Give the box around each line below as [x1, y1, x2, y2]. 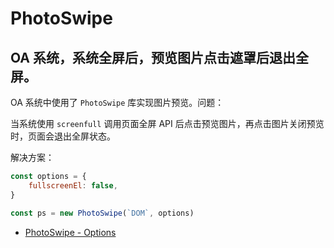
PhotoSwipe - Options [24, 226, 117, 238]
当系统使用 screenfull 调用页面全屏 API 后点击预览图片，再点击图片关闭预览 [10, 118, 325, 129]
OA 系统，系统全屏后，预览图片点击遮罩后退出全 [10, 49, 309, 66]
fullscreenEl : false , [28, 180, 118, 191]
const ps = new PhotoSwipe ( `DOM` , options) [10, 208, 195, 218]
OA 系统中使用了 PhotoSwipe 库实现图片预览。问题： [10, 97, 225, 108]
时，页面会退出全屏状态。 [10, 130, 116, 142]
